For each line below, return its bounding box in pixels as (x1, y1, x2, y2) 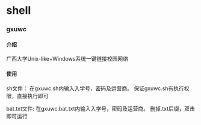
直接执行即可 (16, 92, 49, 99)
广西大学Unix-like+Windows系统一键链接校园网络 (6, 55, 128, 62)
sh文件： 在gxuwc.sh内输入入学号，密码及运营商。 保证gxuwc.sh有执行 (6, 85, 185, 92)
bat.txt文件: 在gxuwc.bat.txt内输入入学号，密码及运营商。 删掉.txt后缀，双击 (6, 105, 196, 112)
